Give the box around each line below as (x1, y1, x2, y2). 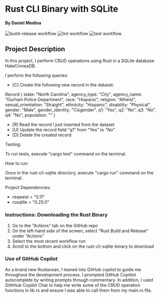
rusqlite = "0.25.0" (12, 199, 50, 205)
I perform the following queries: (5, 72, 68, 79)
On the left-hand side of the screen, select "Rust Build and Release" (12, 228, 149, 234)
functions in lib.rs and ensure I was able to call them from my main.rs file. (5, 287, 152, 293)
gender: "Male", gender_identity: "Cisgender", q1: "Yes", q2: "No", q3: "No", (5, 107, 157, 113)
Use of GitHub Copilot (5, 255, 58, 262)
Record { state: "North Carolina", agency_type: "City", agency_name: (5, 91, 142, 97)
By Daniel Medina (5, 20, 41, 25)
